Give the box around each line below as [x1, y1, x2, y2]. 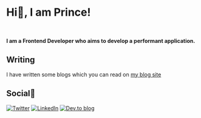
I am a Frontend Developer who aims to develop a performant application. [6, 37, 196, 44]
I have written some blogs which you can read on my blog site [6, 71, 162, 78]
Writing [6, 54, 35, 65]
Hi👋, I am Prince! [6, 5, 91, 19]
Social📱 [6, 88, 36, 99]
